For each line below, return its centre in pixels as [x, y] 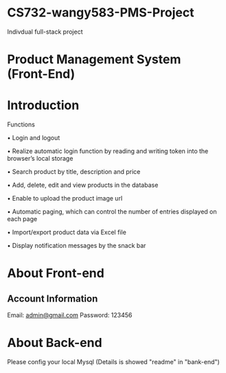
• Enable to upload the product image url [65, 199]
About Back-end [55, 343]
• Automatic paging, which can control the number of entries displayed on [112, 212]
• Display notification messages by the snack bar [77, 246]
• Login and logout [34, 138]
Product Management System [94, 59]
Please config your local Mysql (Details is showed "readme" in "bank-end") [113, 362]
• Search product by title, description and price [74, 172]
